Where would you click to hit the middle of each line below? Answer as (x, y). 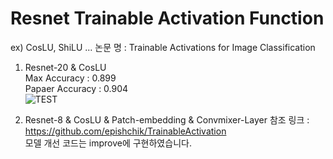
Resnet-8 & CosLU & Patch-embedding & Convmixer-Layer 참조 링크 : (167, 119)
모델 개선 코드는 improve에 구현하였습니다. (108, 143)
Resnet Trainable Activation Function (167, 18)
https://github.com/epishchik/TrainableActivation (125, 131)
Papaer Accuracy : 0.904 (76, 88)
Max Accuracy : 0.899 (70, 78)
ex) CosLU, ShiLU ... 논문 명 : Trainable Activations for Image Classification (163, 47)
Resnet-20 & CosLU (65, 67)
